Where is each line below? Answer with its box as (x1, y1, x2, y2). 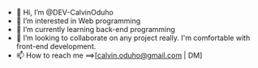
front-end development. (15, 42, 97, 51)
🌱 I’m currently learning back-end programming (15, 25, 176, 34)
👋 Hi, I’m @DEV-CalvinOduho (15, 8, 114, 17)
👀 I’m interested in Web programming (15, 16, 141, 26)
